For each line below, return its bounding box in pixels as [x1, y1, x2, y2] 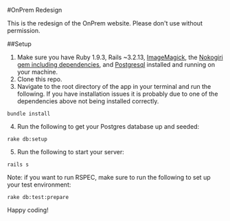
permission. [7, 27, 41, 34]
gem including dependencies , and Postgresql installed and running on [16, 61, 215, 68]
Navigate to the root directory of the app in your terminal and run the [16, 83, 211, 90]
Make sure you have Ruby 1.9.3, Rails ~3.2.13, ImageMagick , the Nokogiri [16, 53, 223, 61]
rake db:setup [7, 136, 48, 143]
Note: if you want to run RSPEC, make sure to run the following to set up [7, 173, 211, 181]
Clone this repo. [16, 75, 62, 83]
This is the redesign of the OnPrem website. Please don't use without [7, 19, 203, 27]
